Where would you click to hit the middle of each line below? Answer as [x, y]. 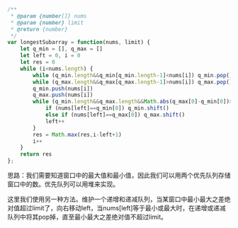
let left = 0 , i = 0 [50, 56]
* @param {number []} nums [49, 16]
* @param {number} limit [47, 23]
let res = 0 [38, 62]
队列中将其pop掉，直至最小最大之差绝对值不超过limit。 [87, 217]
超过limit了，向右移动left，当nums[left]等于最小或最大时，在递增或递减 [123, 208]
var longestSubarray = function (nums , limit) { [79, 42]
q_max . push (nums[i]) [63, 95]
